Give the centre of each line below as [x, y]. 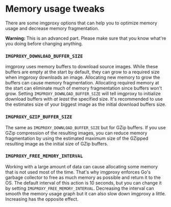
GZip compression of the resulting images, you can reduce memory [76, 133]
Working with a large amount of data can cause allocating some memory [82, 166]
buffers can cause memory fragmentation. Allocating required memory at [82, 83]
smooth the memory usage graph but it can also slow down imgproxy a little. [86, 193]
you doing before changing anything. [44, 43]
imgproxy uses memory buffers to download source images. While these [82, 67]
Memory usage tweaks [55, 9]
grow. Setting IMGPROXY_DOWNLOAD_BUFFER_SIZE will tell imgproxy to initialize [83, 94]
